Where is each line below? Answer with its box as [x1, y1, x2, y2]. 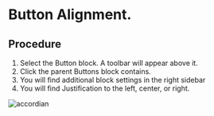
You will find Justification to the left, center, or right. [19, 83, 190, 93]
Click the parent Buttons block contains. [19, 67, 151, 76]
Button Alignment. [8, 6, 132, 24]
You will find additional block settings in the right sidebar [19, 75, 206, 84]
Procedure [8, 37, 62, 51]
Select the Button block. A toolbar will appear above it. [19, 58, 199, 68]
